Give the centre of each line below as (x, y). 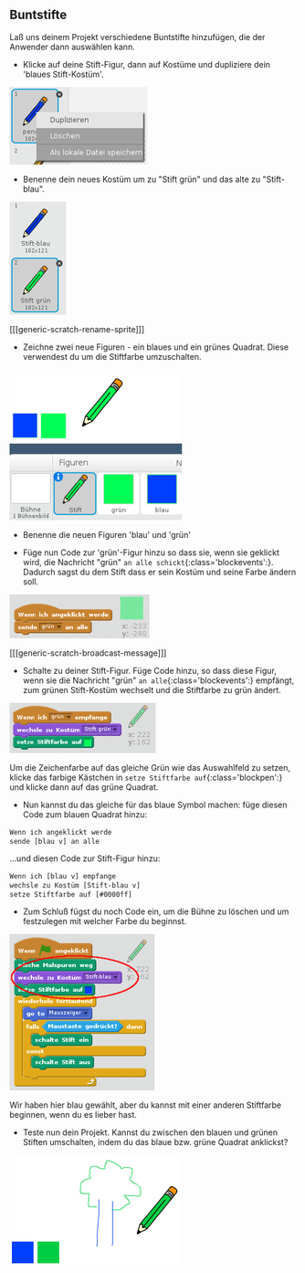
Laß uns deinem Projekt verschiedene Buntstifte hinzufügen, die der (137, 37)
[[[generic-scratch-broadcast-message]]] (88, 653)
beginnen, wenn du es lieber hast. (73, 1114)
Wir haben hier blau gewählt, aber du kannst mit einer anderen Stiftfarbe (145, 1105)
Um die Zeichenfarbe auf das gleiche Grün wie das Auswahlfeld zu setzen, (150, 767)
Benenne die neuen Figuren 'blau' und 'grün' (107, 534)
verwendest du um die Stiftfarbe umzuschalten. (112, 356)
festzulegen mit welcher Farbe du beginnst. (105, 921)
